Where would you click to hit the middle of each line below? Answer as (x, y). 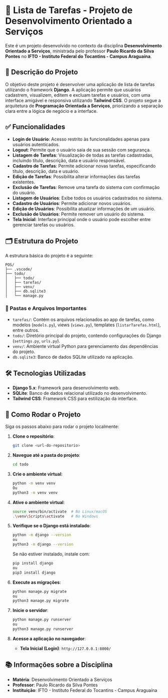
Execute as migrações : (37, 582)
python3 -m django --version (43, 544)
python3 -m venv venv (35, 493)
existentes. (24, 182)
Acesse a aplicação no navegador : (49, 639)
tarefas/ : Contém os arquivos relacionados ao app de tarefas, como (83, 319)
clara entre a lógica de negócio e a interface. (51, 111)
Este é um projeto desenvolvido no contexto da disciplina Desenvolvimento (83, 45)
